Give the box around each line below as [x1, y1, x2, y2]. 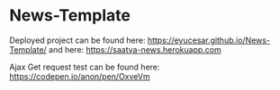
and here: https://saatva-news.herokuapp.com [48, 44, 222, 54]
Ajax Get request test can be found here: [9, 61, 160, 72]
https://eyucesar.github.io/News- [147, 35, 271, 45]
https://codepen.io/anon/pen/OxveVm [9, 70, 150, 81]
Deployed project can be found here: [9, 35, 146, 45]
